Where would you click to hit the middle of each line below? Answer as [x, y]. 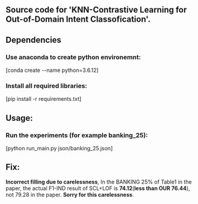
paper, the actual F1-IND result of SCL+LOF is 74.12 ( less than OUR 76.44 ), [98, 188]
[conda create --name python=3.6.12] [52, 70]
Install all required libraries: [47, 86]
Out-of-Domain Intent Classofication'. [78, 20]
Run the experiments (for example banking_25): [77, 135]
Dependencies [33, 40]
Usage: [20, 118]
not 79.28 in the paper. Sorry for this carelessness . [70, 194]
